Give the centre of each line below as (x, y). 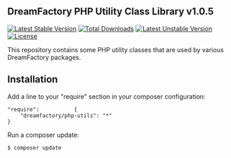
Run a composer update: (43, 135)
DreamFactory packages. (44, 57)
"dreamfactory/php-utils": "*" (66, 116)
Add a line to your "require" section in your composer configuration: (106, 96)
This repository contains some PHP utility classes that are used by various (116, 49)
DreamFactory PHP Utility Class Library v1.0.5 (111, 12)
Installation (33, 79)
